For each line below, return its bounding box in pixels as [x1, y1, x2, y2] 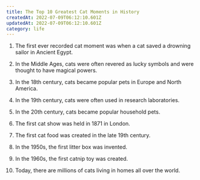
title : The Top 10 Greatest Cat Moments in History [6, 8, 139, 15]
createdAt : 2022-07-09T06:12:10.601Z [6, 14, 102, 21]
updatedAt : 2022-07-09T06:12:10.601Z [6, 20, 102, 26]
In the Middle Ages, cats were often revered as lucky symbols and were [15, 60, 194, 68]
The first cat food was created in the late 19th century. [15, 132, 151, 139]
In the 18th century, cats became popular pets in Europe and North [15, 79, 182, 86]
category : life [6, 25, 45, 32]
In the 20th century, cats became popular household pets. [15, 108, 161, 115]
